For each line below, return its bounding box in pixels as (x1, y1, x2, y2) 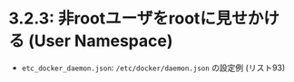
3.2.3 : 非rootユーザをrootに (8, 8, 217, 29)
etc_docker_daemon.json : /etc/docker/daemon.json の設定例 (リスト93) (21, 62, 286, 73)
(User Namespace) (27, 31, 173, 51)
